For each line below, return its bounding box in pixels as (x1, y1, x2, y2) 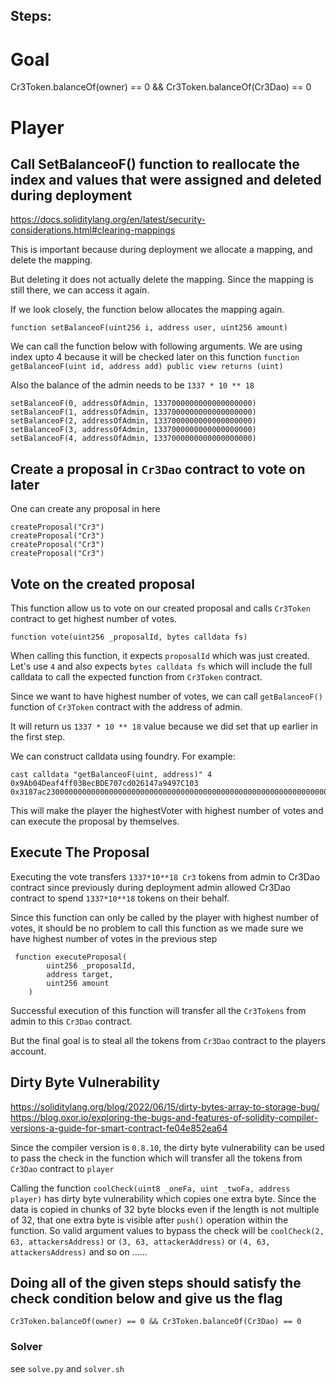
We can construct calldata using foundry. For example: (10, 750, 236, 762)
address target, (46, 969, 114, 979)
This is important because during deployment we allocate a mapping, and (10, 244, 313, 256)
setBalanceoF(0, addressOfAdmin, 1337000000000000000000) (10, 399, 257, 409)
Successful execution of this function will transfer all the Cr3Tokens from (10, 1004, 307, 1016)
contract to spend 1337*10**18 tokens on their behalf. (10, 892, 230, 904)
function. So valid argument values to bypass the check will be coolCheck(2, (10, 1224, 325, 1236)
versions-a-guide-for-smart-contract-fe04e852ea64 (10, 1122, 228, 1134)
